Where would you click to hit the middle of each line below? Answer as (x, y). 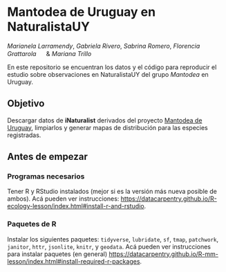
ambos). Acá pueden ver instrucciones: (63, 199)
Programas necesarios (46, 176)
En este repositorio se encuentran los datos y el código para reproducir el (112, 67)
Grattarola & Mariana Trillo (49, 53)
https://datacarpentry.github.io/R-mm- (164, 254)
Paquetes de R (32, 224)
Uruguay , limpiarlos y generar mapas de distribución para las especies (108, 127)
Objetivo (26, 103)
